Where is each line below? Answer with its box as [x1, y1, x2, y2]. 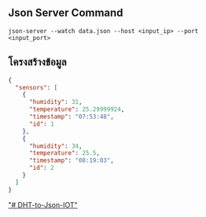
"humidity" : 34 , [28, 142, 83, 150]
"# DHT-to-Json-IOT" [8, 200, 79, 209]
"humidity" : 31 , [28, 98, 83, 106]
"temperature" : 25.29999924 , [28, 105, 125, 113]
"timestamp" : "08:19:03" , [28, 156, 114, 164]
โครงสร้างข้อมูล [8, 55, 67, 69]
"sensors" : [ [15, 83, 58, 91]
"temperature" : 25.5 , [28, 149, 101, 157]
